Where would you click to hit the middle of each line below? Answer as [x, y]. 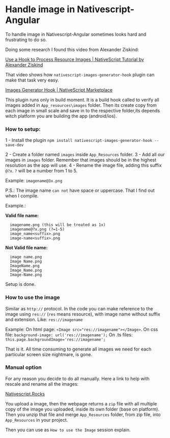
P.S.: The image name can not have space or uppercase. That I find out [80, 191]
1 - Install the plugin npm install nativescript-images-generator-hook [79, 140]
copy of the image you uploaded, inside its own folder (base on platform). [82, 409]
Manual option [23, 367]
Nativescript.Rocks [25, 394]
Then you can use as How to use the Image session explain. [68, 430]
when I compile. [22, 196]
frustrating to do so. [26, 40]
